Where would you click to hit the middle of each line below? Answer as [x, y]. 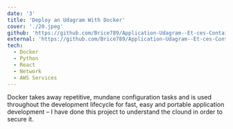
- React [25, 65]
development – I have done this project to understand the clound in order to [115, 112]
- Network [27, 71]
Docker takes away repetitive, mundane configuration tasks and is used [110, 97]
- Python [26, 59]
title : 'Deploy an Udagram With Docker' [67, 20]
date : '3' [21, 13]
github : [18, 33]
